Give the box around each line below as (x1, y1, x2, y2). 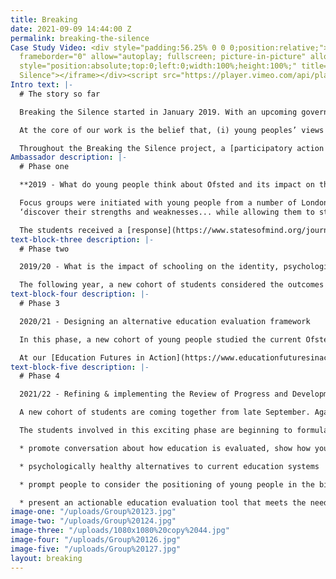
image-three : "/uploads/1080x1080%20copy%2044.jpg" (10, 526, 230, 536)
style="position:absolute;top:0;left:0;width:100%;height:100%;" (19, 61, 298, 71)
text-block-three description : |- (10, 234, 155, 245)
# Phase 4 (19, 371, 60, 381)
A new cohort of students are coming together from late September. (19, 407, 311, 418)
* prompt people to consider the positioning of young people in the (19, 479, 315, 490)
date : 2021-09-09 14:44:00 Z (10, 24, 132, 34)
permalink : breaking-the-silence (10, 33, 150, 43)
